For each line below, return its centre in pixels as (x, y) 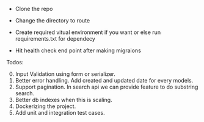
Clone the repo (34, 9)
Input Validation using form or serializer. (65, 74)
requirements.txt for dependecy (55, 39)
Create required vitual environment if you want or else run (88, 32)
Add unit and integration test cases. (60, 113)
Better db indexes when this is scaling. (64, 100)
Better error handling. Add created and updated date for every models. (104, 80)
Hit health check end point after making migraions (78, 50)
